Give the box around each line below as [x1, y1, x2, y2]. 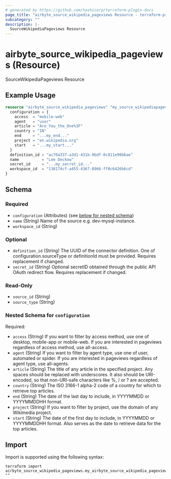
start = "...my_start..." [14, 143, 74, 148]
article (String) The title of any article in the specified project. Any [12, 366, 153, 372]
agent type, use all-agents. [12, 360, 70, 367]
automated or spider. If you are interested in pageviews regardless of [12, 355, 158, 361]
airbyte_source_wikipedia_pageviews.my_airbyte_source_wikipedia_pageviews [5, 468, 169, 473]
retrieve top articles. [12, 387, 55, 394]
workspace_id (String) [12, 223, 58, 229]
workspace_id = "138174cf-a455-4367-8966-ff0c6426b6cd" [10, 167, 133, 172]
